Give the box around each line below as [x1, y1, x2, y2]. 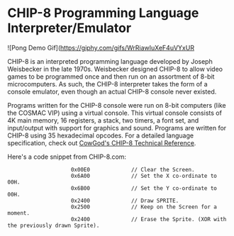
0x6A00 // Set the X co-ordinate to [70, 172, 218, 179]
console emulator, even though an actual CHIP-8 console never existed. [7, 87, 217, 96]
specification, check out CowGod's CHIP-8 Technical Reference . [7, 138, 196, 147]
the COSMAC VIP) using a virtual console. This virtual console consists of [7, 108, 222, 117]
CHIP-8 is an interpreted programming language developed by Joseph [7, 57, 213, 65]
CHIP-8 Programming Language [7, 5, 199, 21]
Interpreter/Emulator [7, 20, 132, 36]
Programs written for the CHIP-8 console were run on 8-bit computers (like [7, 101, 226, 109]
